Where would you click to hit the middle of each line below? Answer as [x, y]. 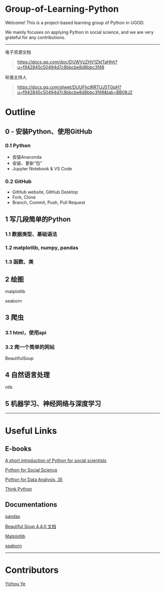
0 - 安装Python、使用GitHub [49, 131]
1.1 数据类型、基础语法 [31, 234]
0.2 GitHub [18, 181]
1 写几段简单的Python [38, 219]
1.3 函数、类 [19, 262]
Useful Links [31, 431]
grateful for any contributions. [35, 37]
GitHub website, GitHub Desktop [45, 192]
